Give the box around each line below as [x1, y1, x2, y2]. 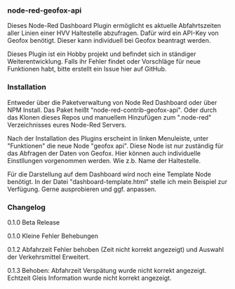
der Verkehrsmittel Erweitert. [7, 253, 90, 261]
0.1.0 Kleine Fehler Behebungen [7, 232, 98, 240]
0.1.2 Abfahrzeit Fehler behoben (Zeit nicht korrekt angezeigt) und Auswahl [7, 245, 224, 253]
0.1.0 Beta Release [7, 218, 60, 226]
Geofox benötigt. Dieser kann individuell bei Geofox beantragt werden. [7, 36, 211, 45]
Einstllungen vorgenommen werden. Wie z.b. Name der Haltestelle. [7, 156, 201, 164]
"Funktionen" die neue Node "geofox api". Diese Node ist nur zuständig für [7, 141, 224, 150]
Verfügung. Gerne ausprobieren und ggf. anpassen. [7, 185, 156, 193]
